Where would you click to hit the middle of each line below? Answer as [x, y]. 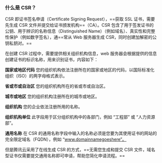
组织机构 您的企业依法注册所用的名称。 [44, 107]
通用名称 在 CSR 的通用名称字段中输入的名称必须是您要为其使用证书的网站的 [81, 133]
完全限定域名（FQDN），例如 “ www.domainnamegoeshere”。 [66, 139]
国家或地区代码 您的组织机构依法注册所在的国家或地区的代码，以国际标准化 [80, 70]
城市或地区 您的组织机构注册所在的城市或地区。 [52, 96]
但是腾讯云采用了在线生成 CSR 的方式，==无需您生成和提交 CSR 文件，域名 [80, 150]
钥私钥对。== [19, 43]
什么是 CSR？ [21, 7]
